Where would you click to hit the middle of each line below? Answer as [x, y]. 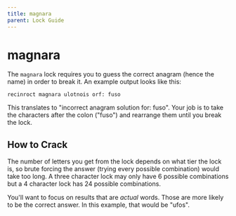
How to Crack [38, 144]
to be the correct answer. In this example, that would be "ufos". [98, 205]
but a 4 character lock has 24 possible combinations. [84, 184]
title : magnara [29, 14]
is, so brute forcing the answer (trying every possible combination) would [113, 169]
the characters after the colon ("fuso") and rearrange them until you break [114, 115]
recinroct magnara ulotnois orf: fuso [64, 95]
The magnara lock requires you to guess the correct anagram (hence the [111, 74]
